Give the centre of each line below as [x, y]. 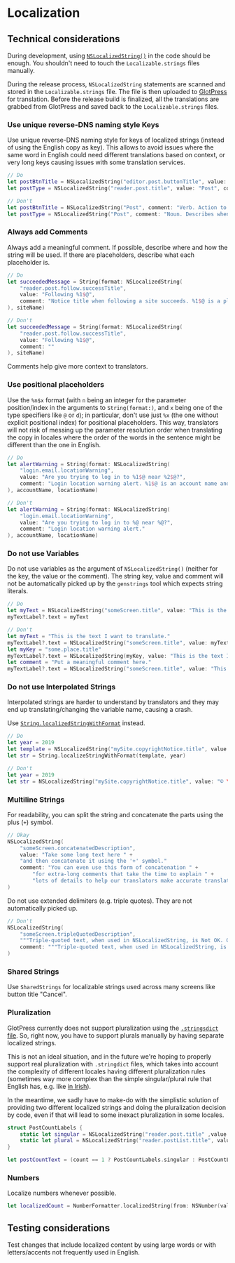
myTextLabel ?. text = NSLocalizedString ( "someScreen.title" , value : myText [119, 643]
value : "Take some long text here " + [76, 854]
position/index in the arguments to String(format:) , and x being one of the [115, 407]
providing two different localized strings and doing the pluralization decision [116, 1107]
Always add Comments [48, 232]
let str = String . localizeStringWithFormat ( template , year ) [97, 756]
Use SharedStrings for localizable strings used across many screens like [111, 987]
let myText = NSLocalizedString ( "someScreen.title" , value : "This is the [117, 611]
